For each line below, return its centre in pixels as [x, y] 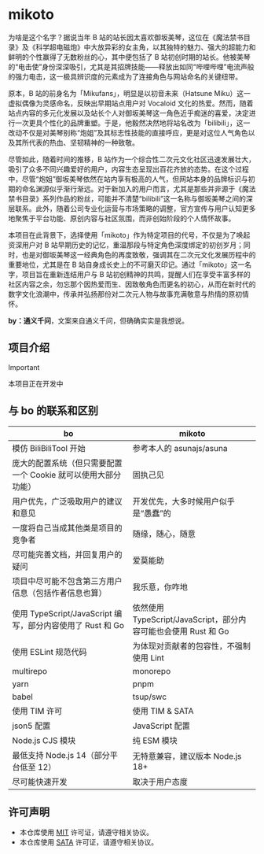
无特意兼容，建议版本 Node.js [187, 756]
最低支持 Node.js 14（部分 [61, 755]
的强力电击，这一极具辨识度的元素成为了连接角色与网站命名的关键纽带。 [125, 76]
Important [24, 367]
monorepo [152, 671]
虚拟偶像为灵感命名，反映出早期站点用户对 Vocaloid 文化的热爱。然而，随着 [131, 103]
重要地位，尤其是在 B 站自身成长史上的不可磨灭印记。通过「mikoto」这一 [126, 264]
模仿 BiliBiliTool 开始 [49, 448]
